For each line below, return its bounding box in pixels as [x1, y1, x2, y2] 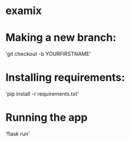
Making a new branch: [5, 31, 116, 45]
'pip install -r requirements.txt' [5, 90, 79, 97]
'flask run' [5, 130, 30, 137]
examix [5, 4, 42, 18]
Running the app [5, 111, 88, 124]
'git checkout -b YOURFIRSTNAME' [5, 50, 92, 58]
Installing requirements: [5, 71, 125, 84]
